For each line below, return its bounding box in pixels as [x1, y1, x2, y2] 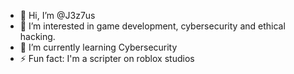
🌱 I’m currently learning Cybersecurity [19, 41, 178, 53]
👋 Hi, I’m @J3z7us [19, 10, 96, 21]
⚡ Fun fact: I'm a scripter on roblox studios [19, 53, 195, 64]
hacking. [19, 31, 56, 42]
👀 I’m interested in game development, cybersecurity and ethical [19, 20, 286, 32]
